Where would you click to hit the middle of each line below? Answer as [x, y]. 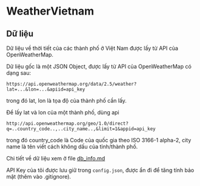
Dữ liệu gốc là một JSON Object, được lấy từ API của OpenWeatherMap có [99, 66]
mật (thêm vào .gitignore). [39, 177]
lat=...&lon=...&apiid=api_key [46, 89]
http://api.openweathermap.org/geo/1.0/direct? [68, 123]
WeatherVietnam [50, 11]
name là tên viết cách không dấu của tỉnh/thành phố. [72, 146]
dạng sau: [19, 73]
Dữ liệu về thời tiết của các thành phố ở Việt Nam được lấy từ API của [92, 48]
